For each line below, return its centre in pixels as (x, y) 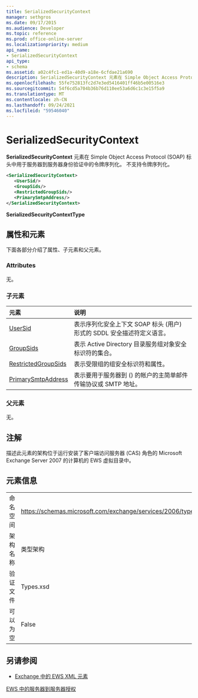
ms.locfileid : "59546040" (38, 111)
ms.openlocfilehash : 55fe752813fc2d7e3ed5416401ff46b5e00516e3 (85, 83)
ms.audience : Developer (35, 28)
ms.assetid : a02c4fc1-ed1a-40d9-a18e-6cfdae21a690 (70, 72)
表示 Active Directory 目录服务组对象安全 (130, 344)
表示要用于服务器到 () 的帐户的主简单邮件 (131, 375)
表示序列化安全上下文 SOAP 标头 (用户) (128, 324)
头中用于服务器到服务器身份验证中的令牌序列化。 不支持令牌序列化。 (89, 164)
